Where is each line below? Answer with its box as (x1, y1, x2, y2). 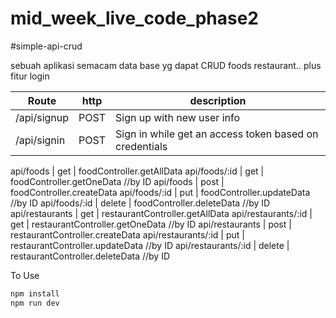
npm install (10, 288, 60, 299)
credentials (115, 139, 168, 153)
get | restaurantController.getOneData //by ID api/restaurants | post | (10, 218, 292, 230)
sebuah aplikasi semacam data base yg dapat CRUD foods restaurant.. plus (10, 59, 322, 71)
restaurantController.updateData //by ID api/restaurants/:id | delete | (10, 239, 290, 251)
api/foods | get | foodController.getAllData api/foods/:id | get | (10, 165, 265, 177)
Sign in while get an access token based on (115, 127, 319, 141)
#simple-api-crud (10, 40, 83, 52)
